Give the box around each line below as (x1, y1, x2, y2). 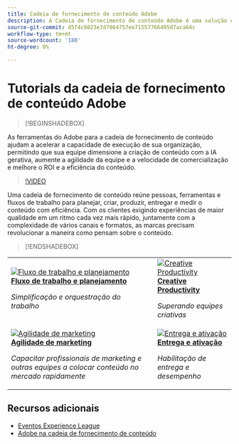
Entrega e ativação (157, 337, 223, 347)
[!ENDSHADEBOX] (24, 242, 79, 250)
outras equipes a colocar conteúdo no (11, 362, 139, 372)
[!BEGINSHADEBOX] (24, 119, 85, 127)
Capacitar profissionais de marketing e (11, 353, 142, 363)
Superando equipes (157, 300, 223, 310)
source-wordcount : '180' (7, 37, 81, 44)
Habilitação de (157, 353, 207, 363)
